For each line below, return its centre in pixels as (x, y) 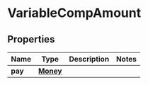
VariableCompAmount (74, 13)
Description (89, 59)
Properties (31, 39)
